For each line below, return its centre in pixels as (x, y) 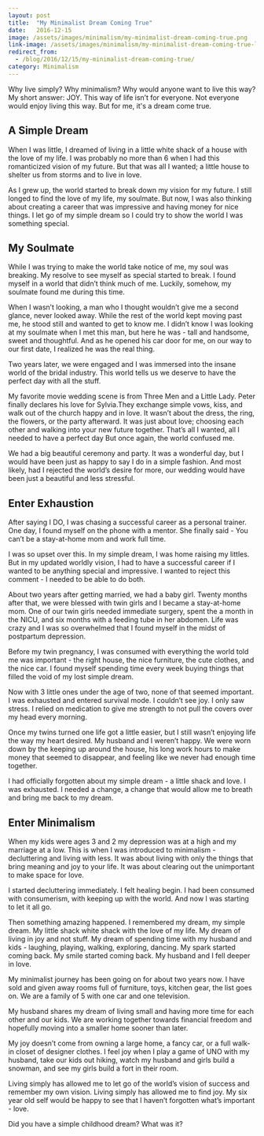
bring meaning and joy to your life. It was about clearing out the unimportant (132, 866)
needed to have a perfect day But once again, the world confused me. (122, 438)
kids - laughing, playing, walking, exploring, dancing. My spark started (122, 947)
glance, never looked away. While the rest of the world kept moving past (125, 316)
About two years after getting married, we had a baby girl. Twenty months (128, 594)
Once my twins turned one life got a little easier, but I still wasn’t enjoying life (132, 732)
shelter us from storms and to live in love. (75, 175)
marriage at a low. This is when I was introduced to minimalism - (112, 850)
